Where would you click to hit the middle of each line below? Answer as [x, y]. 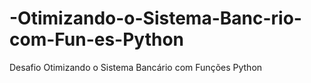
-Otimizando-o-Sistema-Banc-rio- [155, 18]
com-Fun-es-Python [97, 39]
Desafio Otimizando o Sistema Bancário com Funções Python [136, 67]
